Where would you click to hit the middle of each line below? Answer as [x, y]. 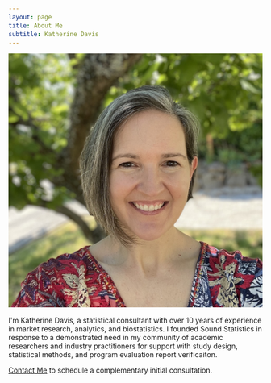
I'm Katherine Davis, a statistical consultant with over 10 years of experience [135, 321]
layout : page [30, 17]
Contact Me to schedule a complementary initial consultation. [110, 370]
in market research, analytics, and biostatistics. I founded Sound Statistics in [135, 329]
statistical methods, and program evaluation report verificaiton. [113, 355]
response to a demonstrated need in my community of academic [116, 338]
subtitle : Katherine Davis [54, 34]
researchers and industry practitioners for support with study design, [123, 346]
